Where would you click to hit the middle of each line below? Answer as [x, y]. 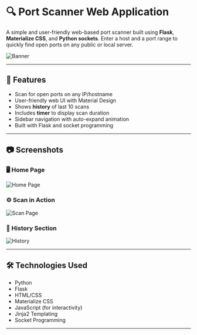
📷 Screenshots [35, 150]
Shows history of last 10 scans [52, 106]
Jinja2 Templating [36, 314]
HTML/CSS [28, 295]
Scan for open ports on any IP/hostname [64, 94]
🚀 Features [26, 80]
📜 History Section [31, 228]
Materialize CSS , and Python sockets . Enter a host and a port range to [92, 38]
